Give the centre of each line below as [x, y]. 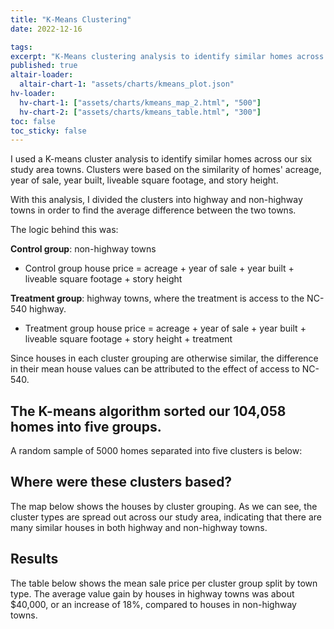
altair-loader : [42, 75]
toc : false [33, 121]
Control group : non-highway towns [83, 249]
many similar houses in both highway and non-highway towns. [139, 527]
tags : [21, 47]
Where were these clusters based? [121, 482]
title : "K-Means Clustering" [71, 19]
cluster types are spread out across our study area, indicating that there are [166, 517]
